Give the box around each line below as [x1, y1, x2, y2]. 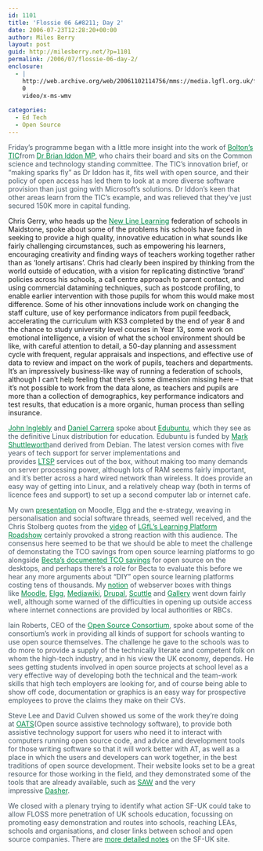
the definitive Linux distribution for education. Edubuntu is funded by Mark [8, 431, 248, 440]
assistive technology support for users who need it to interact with [8, 727, 222, 736]
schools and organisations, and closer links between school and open [8, 826, 233, 835]
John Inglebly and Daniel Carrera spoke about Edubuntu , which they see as [8, 423, 251, 433]
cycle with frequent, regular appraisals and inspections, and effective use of [8, 349, 254, 359]
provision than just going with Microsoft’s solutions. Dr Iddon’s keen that [8, 184, 240, 193]
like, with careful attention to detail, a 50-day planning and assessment [8, 341, 237, 350]
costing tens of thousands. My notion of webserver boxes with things [8, 580, 232, 590]
